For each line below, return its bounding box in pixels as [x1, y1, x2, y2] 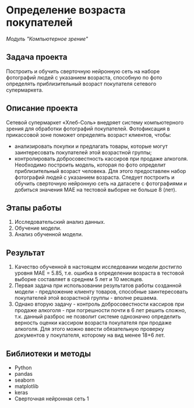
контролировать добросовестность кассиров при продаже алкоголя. [14, 155, 188, 162]
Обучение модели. [14, 224, 62, 231]
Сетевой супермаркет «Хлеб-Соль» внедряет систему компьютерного [6, 119, 184, 126]
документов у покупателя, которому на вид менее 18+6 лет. [14, 331, 165, 339]
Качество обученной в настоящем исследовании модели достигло [14, 264, 182, 271]
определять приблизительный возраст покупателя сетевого [6, 80, 157, 87]
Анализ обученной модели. [14, 231, 83, 238]
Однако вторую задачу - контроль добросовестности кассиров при [14, 300, 185, 307]
